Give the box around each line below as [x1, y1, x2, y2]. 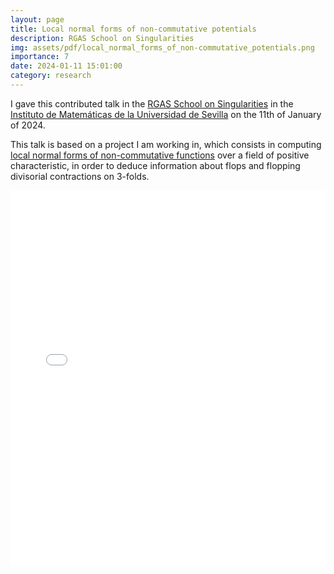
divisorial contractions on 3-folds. [10, 170, 150, 182]
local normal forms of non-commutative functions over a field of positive [10, 149, 310, 161]
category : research [10, 71, 92, 81]
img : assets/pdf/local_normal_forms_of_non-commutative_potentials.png [10, 42, 315, 53]
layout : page [10, 14, 65, 25]
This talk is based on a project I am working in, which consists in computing [10, 138, 322, 150]
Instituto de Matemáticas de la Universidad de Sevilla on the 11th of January [10, 108, 322, 120]
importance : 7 [10, 52, 70, 62]
